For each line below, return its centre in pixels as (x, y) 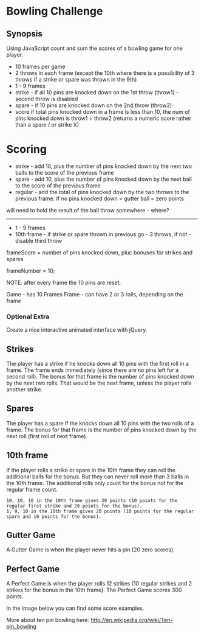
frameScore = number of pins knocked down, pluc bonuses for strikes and (100, 252)
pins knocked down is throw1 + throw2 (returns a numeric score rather (103, 118)
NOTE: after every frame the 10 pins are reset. (64, 282)
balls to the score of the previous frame (64, 172)
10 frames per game (40, 66)
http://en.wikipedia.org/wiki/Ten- (132, 620)
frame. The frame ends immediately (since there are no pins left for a (93, 370)
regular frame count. (32, 489)
